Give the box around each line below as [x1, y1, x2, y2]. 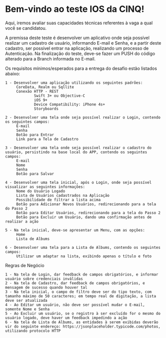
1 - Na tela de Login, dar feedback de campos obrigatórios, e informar [5, 272, 159, 277]
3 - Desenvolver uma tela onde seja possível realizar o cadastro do [5, 145, 152, 150]
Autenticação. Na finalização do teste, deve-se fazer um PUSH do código [5, 51, 155, 56]
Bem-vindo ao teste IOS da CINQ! [5, 3, 145, 15]
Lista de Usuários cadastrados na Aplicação [16, 193, 110, 198]
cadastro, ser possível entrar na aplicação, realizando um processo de [5, 45, 149, 51]
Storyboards [34, 106, 58, 111]
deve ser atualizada [5, 298, 48, 303]
